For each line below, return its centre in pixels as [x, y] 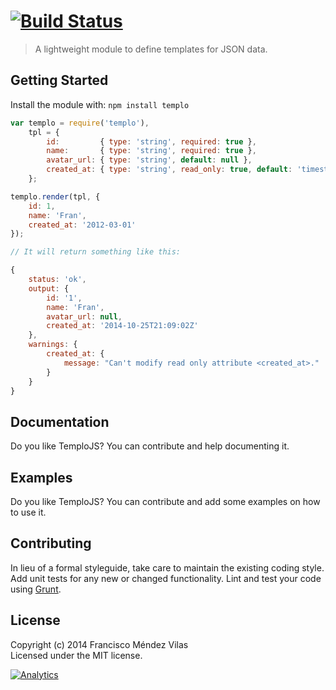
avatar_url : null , [84, 316]
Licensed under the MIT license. [76, 655]
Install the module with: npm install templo [100, 104]
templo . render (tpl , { [55, 196]
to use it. [28, 512]
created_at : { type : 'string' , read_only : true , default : [169, 170]
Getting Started [59, 80]
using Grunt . [36, 589]
